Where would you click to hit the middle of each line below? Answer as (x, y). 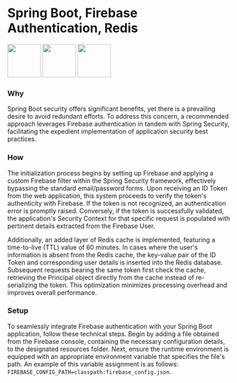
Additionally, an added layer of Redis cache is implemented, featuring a (111, 239)
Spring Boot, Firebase (73, 13)
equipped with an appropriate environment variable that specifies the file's (116, 356)
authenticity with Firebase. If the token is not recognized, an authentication (117, 203)
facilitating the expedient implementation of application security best (108, 131)
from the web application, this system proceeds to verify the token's (107, 195)
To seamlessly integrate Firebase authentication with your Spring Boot (110, 326)
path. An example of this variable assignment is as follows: (93, 364)
